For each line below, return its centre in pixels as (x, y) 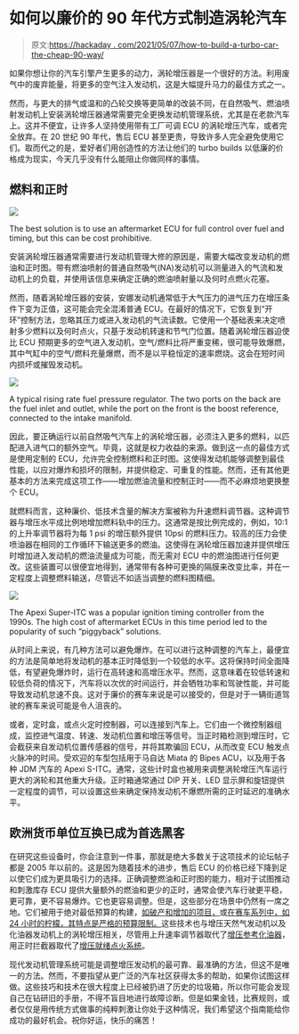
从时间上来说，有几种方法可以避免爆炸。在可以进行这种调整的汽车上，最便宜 (149, 649)
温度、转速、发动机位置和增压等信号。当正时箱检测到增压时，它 (173, 735)
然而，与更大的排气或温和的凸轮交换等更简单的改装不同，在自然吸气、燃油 (145, 103)
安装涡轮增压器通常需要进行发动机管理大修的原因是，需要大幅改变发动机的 (145, 256)
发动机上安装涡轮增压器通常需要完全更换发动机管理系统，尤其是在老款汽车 (153, 114)
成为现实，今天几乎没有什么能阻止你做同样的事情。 (110, 159)
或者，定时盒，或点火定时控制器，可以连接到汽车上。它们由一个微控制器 (141, 724)
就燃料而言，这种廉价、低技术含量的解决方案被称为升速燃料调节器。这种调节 (149, 511)
